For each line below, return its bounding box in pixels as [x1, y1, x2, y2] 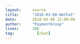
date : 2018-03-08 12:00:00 [5, 17, 75, 22]
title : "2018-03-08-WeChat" [5, 12, 75, 17]
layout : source [5, 7, 46, 13]
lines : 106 [5, 26, 39, 31]
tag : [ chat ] [5, 31, 51, 36]
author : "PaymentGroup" [5, 21, 64, 27]
